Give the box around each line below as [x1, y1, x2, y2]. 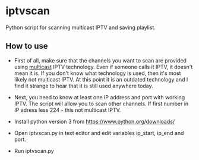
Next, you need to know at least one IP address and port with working [14, 93, 185, 101]
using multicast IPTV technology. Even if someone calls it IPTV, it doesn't [14, 63, 193, 70]
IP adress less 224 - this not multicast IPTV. [14, 106, 121, 114]
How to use [5, 41, 48, 51]
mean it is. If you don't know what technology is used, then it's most [14, 70, 181, 77]
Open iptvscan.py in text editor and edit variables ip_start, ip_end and [14, 129, 184, 136]
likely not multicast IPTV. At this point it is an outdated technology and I [14, 76, 188, 83]
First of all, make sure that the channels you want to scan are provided [14, 57, 187, 64]
